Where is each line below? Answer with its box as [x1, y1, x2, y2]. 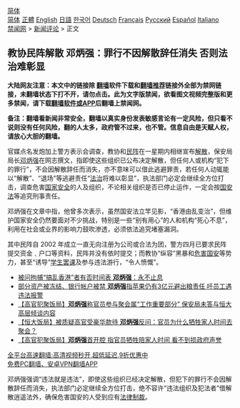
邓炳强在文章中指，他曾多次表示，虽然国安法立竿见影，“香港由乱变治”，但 [7, 207, 226, 215]
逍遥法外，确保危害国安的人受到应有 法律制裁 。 [13, 392, 151, 401]
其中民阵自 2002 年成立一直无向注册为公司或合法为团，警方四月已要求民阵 [7, 239, 227, 248]
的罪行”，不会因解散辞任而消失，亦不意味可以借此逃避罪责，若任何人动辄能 [7, 164, 230, 173]
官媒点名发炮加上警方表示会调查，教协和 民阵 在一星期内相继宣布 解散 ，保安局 [7, 146, 233, 155]
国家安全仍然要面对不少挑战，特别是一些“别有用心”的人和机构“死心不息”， [13, 216, 231, 224]
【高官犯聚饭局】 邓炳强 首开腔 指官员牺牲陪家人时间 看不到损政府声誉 [17, 335, 222, 344]
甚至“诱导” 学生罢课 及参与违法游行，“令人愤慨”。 [19, 257, 163, 266]
